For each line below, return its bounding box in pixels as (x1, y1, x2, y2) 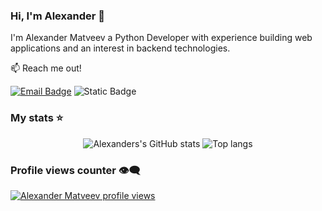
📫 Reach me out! (10, 62, 82, 74)
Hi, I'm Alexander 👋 (10, 9, 105, 23)
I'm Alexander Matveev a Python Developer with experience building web (10, 32, 313, 44)
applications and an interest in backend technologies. (10, 42, 231, 54)
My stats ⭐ (10, 111, 64, 125)
